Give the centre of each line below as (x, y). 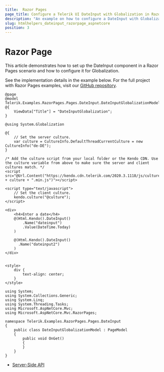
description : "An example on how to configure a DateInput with (72, 19)
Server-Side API (28, 365)
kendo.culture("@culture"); (42, 197)
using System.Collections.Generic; (41, 296)
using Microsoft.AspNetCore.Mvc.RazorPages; (51, 313)
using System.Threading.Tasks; (37, 304)
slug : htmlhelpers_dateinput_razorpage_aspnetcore (58, 23)
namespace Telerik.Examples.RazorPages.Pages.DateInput (63, 322)
